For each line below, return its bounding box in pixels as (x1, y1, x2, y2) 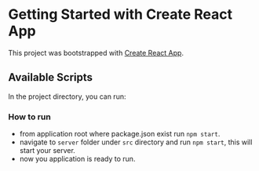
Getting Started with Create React (8, 5, 233, 24)
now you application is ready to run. (19, 155, 136, 164)
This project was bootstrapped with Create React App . (8, 48, 184, 57)
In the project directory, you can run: (8, 92, 126, 101)
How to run (8, 111, 51, 122)
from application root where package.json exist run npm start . (19, 129, 221, 139)
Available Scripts (8, 71, 93, 84)
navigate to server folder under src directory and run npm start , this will (19, 137, 253, 147)
